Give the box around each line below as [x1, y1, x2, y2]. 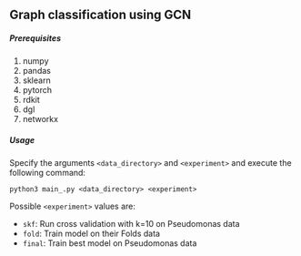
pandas [22, 66, 52, 77]
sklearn [22, 75, 52, 86]
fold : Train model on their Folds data [22, 228, 161, 240]
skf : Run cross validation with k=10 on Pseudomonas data [22, 219, 240, 230]
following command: [9, 168, 86, 179]
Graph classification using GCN [9, 7, 192, 23]
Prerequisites [9, 32, 62, 44]
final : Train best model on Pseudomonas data [22, 238, 197, 249]
